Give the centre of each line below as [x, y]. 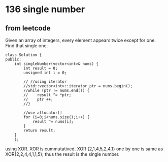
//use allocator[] [43, 113]
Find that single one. [27, 46]
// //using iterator [45, 82]
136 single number [45, 9]
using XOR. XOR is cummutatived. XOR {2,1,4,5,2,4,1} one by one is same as [84, 149]
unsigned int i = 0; [45, 73]
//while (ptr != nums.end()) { [57, 90]
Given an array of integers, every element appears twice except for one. [81, 40]
